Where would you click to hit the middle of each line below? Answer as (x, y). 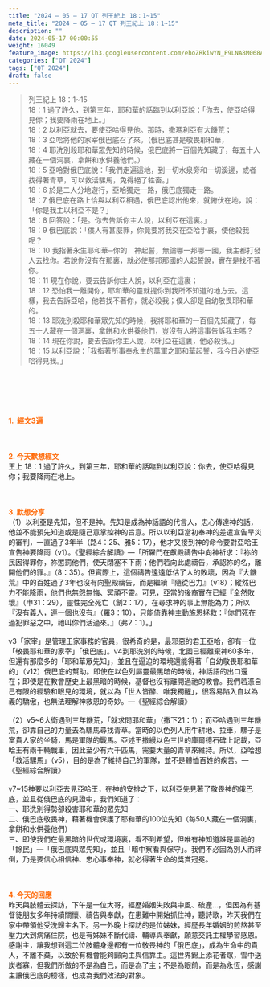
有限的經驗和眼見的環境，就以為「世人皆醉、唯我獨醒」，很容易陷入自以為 (137, 691)
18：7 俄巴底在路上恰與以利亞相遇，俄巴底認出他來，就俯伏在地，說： (144, 200)
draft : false (30, 76)
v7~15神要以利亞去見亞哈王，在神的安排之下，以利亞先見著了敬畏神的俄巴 (131, 788)
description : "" (35, 31)
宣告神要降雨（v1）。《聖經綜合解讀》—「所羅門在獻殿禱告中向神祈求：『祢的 (133, 552)
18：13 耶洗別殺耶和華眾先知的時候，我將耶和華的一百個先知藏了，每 (142, 320)
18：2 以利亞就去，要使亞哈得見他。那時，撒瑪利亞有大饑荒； (130, 129)
